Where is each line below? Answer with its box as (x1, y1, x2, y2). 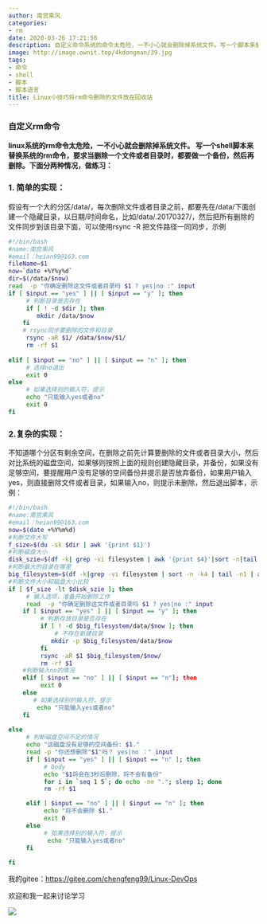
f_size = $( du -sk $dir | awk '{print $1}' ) (8, 541, 151, 549)
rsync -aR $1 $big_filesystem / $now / (40, 652, 161, 660)
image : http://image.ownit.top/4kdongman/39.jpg (8, 49, 172, 57)
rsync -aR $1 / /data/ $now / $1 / (25, 334, 126, 343)
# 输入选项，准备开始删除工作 (25, 593, 110, 601)
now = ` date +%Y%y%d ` (8, 268, 73, 276)
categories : (8, 19, 48, 27)
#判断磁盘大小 (8, 548, 48, 556)
